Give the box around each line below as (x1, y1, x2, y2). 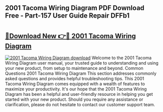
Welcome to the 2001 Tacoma (91, 55, 152, 61)
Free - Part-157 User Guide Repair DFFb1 (5, 12, 130, 20)
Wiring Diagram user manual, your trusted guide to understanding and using (5, 60, 159, 66)
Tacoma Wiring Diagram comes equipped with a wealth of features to (5, 81, 145, 87)
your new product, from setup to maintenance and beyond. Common (5, 66, 143, 71)
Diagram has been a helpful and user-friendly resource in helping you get (5, 91, 153, 97)
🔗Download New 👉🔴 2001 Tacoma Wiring (5, 32, 136, 40)
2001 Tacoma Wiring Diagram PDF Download (5, 4, 144, 12)
